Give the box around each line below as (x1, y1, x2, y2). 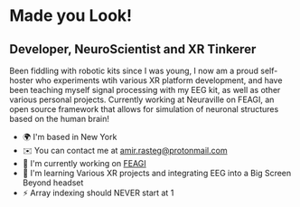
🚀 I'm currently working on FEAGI (22, 158, 146, 168)
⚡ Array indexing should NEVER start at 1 (22, 187, 174, 198)
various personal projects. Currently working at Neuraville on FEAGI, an (9, 94, 275, 105)
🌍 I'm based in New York (22, 132, 117, 142)
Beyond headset (22, 177, 84, 188)
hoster (9, 75, 33, 86)
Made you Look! (9, 5, 133, 26)
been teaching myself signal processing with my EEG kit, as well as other (9, 85, 281, 95)
